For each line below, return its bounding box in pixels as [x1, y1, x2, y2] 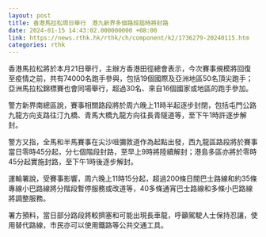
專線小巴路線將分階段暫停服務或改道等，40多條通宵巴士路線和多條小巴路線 [8, 184, 253, 193]
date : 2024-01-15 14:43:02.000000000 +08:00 [8, 26, 158, 34]
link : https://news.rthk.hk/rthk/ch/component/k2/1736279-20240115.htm [8, 33, 249, 42]
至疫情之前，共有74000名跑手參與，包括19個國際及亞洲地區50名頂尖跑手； [8, 74, 253, 83]
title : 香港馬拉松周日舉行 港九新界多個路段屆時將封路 [8, 19, 169, 27]
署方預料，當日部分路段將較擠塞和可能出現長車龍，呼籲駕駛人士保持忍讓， [8, 211, 251, 220]
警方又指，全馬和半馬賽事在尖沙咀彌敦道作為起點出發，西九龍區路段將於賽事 [8, 137, 258, 147]
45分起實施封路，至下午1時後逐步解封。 [8, 157, 139, 166]
